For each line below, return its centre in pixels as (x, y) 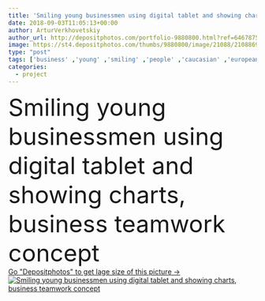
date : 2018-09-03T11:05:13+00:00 (63, 23)
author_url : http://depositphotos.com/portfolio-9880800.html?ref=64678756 (135, 38)
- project (31, 74)
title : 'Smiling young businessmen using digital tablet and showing (125, 15)
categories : (28, 67)
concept (54, 253)
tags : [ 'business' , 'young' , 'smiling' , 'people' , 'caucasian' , (118, 60)
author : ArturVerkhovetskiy (54, 30)
